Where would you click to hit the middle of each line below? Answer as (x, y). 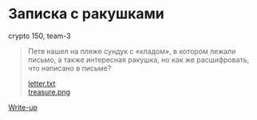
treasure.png (49, 91)
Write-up (23, 107)
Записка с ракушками (87, 14)
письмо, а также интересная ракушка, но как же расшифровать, (138, 60)
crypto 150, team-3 (40, 36)
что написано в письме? (69, 68)
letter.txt (42, 83)
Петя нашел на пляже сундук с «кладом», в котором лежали (132, 51)
